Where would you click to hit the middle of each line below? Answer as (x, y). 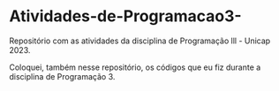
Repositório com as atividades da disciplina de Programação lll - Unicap (140, 41)
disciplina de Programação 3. (62, 76)
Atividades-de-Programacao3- (125, 16)
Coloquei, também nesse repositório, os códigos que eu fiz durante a (135, 67)
